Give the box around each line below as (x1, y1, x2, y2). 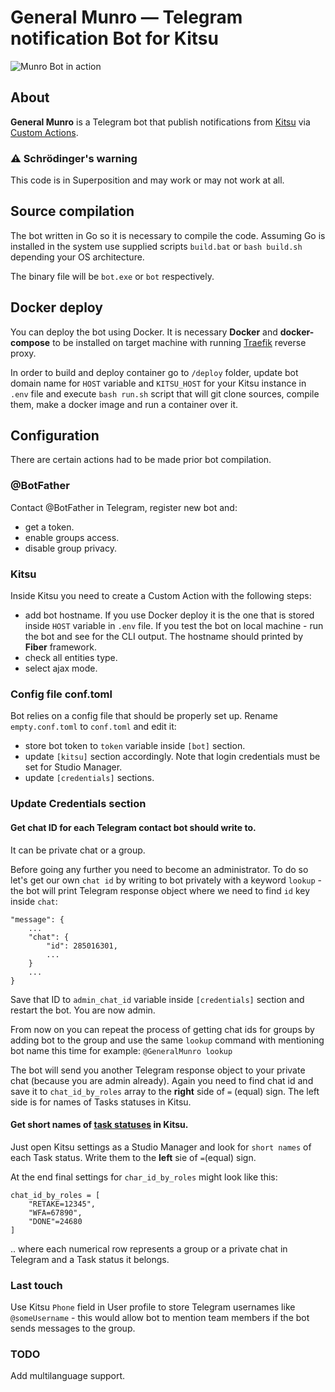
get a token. (24, 521, 75, 533)
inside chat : (10, 895, 58, 907)
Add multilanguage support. (10, 1370, 126, 1382)
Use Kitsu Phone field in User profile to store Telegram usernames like (10, 1301, 296, 1313)
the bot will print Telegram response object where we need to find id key (10, 884, 311, 896)
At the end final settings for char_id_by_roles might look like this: (10, 1171, 278, 1183)
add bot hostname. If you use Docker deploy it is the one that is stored (24, 609, 315, 621)
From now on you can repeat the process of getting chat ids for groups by (10, 1023, 315, 1035)
